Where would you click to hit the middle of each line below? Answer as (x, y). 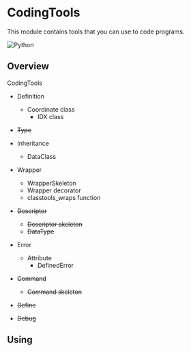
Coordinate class (51, 109)
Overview (28, 66)
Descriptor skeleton (55, 224)
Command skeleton (54, 292)
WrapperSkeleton (52, 183)
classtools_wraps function (64, 197)
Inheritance (33, 143)
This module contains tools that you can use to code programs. (96, 32)
